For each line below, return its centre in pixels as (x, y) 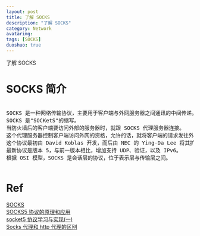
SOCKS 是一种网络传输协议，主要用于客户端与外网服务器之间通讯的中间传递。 (102, 113)
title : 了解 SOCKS (28, 17)
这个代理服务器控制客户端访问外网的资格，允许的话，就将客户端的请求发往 (97, 135)
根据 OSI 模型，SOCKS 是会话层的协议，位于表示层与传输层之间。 (89, 158)
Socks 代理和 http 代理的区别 (42, 226)
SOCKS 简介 (36, 89)
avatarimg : (20, 34)
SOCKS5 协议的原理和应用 (38, 212)
